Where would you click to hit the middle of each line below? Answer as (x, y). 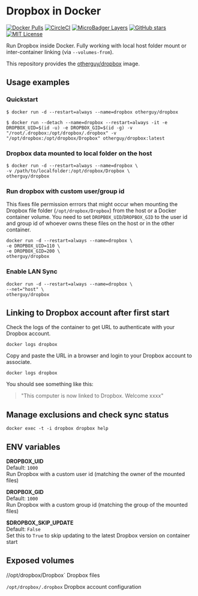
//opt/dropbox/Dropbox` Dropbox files (53, 575)
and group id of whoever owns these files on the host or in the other (90, 224)
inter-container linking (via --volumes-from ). (60, 52)
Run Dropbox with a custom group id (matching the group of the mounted (97, 504)
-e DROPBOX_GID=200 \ (33, 251)
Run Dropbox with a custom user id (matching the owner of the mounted (96, 474)
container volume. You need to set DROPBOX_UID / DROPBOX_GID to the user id (97, 217)
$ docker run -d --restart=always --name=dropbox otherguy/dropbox (92, 112)
